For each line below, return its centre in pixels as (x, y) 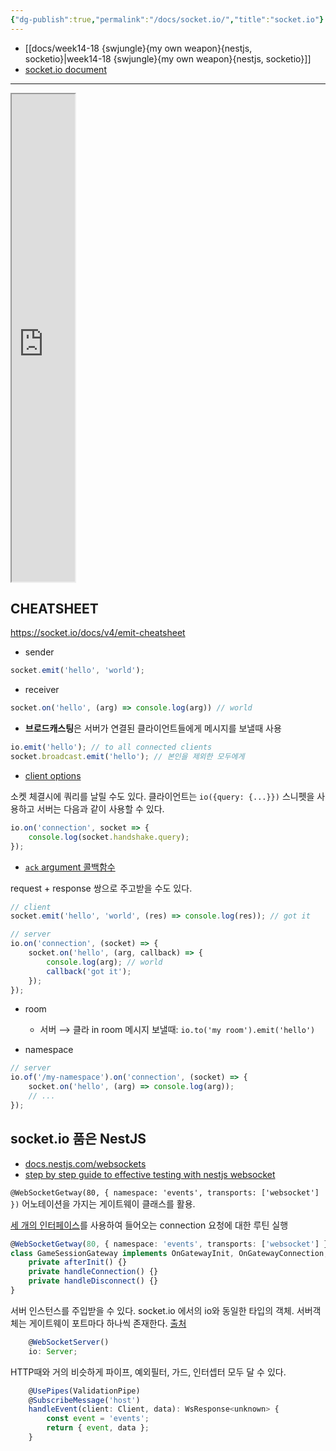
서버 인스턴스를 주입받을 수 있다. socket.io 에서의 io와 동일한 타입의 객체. (152, 1310)
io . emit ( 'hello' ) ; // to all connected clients (111, 747)
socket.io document (65, 69)
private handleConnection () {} (93, 1272)
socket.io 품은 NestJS (78, 1139)
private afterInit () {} (78, 1262)
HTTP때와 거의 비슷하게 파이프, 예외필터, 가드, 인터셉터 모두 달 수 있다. (148, 1372)
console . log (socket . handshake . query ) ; (109, 837)
